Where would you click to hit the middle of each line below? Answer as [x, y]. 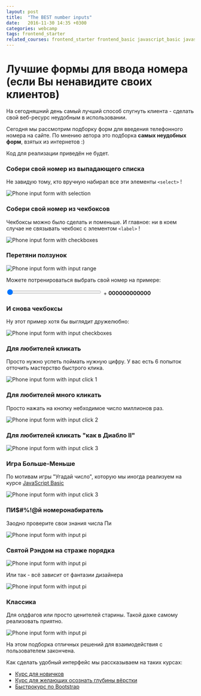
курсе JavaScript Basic [35, 483]
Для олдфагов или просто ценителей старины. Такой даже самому [92, 615]
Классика [21, 602]
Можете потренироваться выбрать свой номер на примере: [83, 280]
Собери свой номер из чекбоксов [58, 209]
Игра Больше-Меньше [41, 463]
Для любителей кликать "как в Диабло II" [71, 435]
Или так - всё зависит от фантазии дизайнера [65, 575]
